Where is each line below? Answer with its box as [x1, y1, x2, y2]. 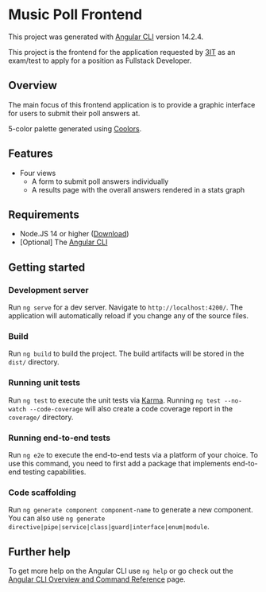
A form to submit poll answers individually [31, 177, 169, 186]
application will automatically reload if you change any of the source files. [8, 311, 249, 321]
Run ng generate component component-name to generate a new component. [8, 505, 254, 515]
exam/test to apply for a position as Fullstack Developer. [8, 56, 192, 65]
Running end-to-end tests [8, 432, 111, 443]
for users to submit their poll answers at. [8, 108, 141, 118]
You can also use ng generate [8, 513, 106, 523]
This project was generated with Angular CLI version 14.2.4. [8, 32, 204, 41]
